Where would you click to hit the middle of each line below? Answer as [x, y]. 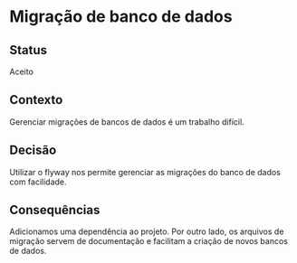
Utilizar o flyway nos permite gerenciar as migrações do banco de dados [145, 172]
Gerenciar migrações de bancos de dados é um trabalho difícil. [127, 122]
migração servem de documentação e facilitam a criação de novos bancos [148, 241]
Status [29, 50]
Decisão [33, 150]
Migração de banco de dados [121, 17]
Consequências [55, 210]
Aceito [22, 71]
